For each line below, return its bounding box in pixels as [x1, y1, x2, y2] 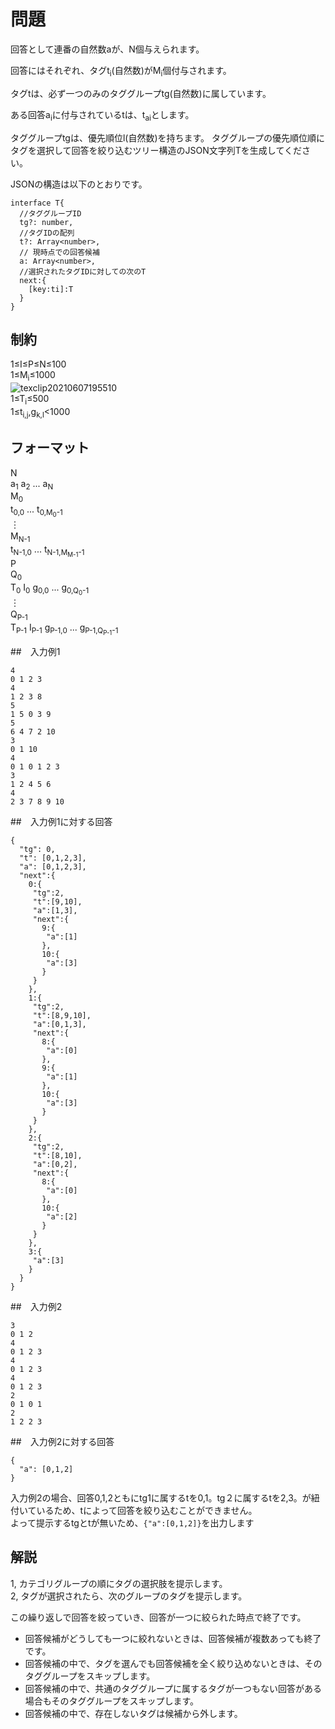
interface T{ [10, 198, 65, 208]
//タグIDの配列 [19, 228, 75, 238]
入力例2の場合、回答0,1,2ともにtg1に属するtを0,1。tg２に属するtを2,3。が [10, 1492, 312, 1504]
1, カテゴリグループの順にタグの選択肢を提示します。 [10, 1577, 228, 1589]
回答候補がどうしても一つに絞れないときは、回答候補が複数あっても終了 [24, 1632, 322, 1644]
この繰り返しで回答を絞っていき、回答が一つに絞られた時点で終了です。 [10, 1611, 307, 1623]
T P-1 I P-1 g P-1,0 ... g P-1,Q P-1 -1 [10, 621, 119, 637]
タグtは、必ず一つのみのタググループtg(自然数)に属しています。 [10, 87, 272, 99]
